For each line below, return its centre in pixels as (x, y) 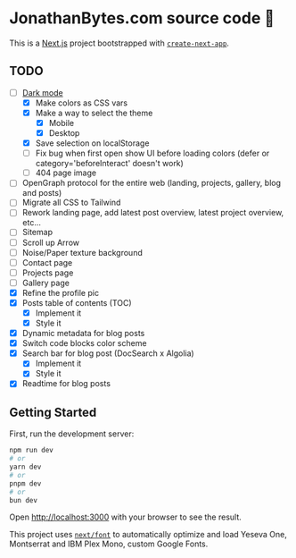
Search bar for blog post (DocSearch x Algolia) (108, 353)
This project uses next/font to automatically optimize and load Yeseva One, (148, 535)
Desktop (64, 133)
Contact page (47, 262)
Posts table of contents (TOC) (77, 302)
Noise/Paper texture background (82, 252)
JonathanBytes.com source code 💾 (142, 18)
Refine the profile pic (61, 292)
